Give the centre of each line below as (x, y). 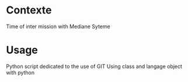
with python (20, 72)
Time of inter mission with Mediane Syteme (58, 26)
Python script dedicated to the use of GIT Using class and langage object (94, 66)
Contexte (29, 10)
